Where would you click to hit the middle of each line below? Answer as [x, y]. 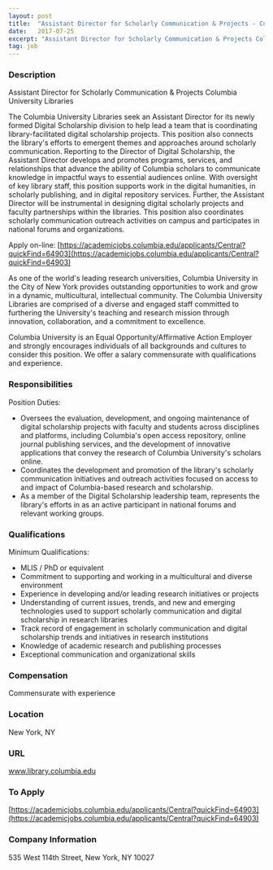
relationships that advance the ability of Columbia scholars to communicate [135, 169]
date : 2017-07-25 [41, 31]
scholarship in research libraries [74, 620]
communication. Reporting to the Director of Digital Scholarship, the [122, 152]
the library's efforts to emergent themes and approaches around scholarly [132, 143]
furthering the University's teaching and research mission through [119, 313]
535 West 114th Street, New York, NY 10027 [81, 857]
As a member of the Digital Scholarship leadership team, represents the [140, 496]
